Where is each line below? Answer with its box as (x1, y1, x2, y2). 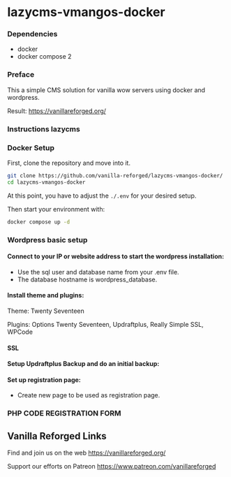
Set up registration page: (7, 375, 82, 384)
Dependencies (7, 29, 58, 39)
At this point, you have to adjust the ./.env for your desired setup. (7, 191, 197, 200)
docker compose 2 (17, 52, 72, 61)
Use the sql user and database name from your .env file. (17, 267, 179, 276)
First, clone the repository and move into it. (7, 159, 131, 167)
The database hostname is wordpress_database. (17, 275, 158, 284)
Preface (7, 70, 35, 80)
